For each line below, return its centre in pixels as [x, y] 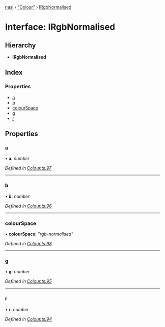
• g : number [17, 272]
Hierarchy [21, 45]
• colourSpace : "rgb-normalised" [39, 234]
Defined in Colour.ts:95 [28, 281]
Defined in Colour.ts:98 [28, 243]
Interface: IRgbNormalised [60, 27]
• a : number [17, 159]
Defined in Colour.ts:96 [28, 206]
